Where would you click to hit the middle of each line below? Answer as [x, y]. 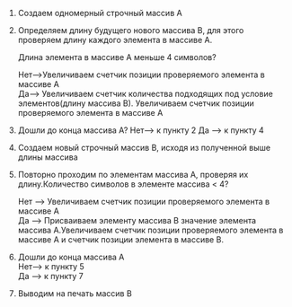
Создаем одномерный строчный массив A [100, 13]
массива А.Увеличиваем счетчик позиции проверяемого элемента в [150, 230]
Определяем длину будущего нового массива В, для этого [131, 30]
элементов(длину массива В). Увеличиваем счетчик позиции [136, 103]
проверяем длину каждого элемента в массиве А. [115, 40]
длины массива [48, 157]
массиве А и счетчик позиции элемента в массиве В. [121, 240]
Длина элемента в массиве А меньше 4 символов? [117, 57]
